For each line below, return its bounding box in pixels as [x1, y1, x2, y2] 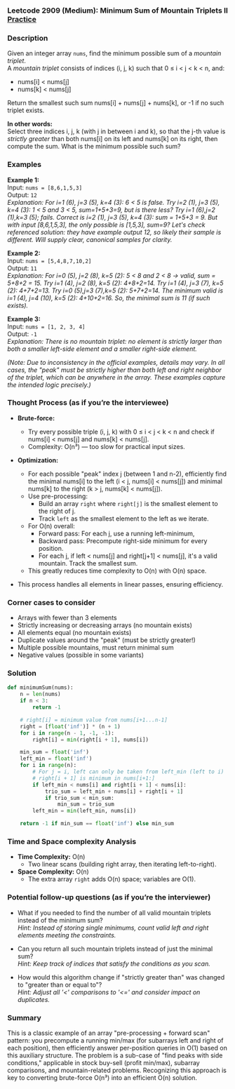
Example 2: [7, 248, 41, 258]
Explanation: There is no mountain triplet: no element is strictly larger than [7, 337, 222, 345]
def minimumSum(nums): [7, 684, 74, 691]
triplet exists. [7, 106, 45, 114]
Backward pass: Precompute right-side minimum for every [38, 536, 208, 545]
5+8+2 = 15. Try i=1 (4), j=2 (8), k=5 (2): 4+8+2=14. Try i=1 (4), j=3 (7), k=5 [7, 279, 224, 287]
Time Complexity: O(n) [17, 853, 86, 861]
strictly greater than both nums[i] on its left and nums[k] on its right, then [7, 135, 218, 143]
